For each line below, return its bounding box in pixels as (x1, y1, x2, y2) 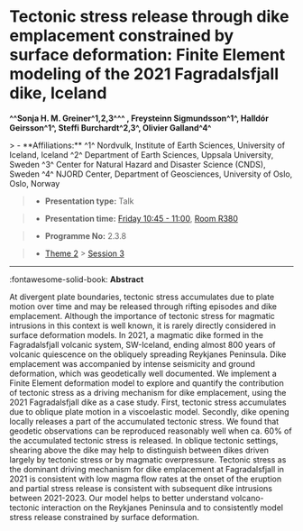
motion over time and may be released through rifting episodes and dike (9, 300, 278, 312)
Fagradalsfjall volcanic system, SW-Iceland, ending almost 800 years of (9, 339, 277, 350)
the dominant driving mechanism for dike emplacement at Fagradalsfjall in (9, 463, 285, 474)
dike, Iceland (9, 83, 107, 104)
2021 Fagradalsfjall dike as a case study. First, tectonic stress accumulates (9, 397, 287, 407)
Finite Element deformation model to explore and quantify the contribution (9, 377, 284, 389)
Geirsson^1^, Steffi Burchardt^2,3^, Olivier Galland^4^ (9, 122, 212, 133)
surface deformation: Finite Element (9, 45, 286, 65)
